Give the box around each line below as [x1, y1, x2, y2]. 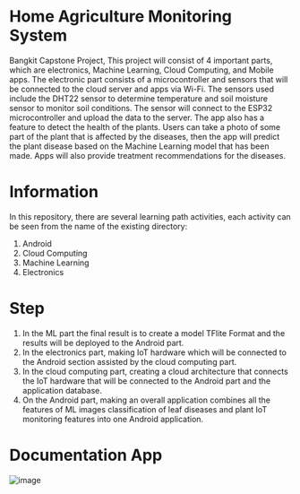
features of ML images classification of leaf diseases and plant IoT [21, 403, 268, 414]
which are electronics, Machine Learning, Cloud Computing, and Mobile [9, 65, 275, 75]
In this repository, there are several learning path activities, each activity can [9, 211, 291, 221]
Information [9, 182, 99, 203]
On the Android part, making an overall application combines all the [21, 394, 271, 405]
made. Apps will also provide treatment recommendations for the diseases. [9, 150, 287, 160]
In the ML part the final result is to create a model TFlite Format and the [21, 327, 286, 338]
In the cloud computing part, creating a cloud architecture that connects [21, 366, 288, 377]
